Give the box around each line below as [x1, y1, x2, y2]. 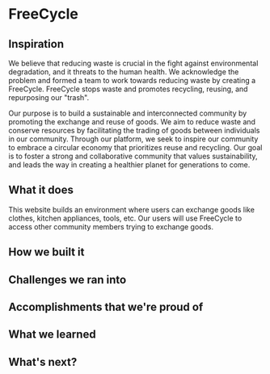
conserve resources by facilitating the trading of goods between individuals [8, 126, 260, 135]
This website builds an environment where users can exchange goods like [8, 204, 255, 214]
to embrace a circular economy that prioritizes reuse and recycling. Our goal [8, 143, 263, 152]
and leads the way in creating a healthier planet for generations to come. [8, 160, 251, 170]
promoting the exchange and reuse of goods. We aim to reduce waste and [8, 117, 256, 126]
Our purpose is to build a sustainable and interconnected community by [8, 108, 247, 118]
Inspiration [8, 37, 65, 51]
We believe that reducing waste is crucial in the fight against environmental [8, 58, 259, 68]
